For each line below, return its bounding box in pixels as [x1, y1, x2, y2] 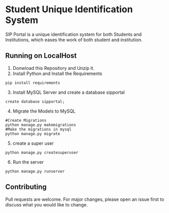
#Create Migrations [5, 118, 47, 123]
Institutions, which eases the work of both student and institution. [5, 37, 143, 43]
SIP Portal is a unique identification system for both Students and [5, 31, 142, 37]
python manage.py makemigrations [5, 122, 76, 127]
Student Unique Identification [5, 4, 133, 15]
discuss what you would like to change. [5, 201, 88, 207]
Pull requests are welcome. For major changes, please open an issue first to [5, 196, 164, 202]
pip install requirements [5, 80, 60, 85]
